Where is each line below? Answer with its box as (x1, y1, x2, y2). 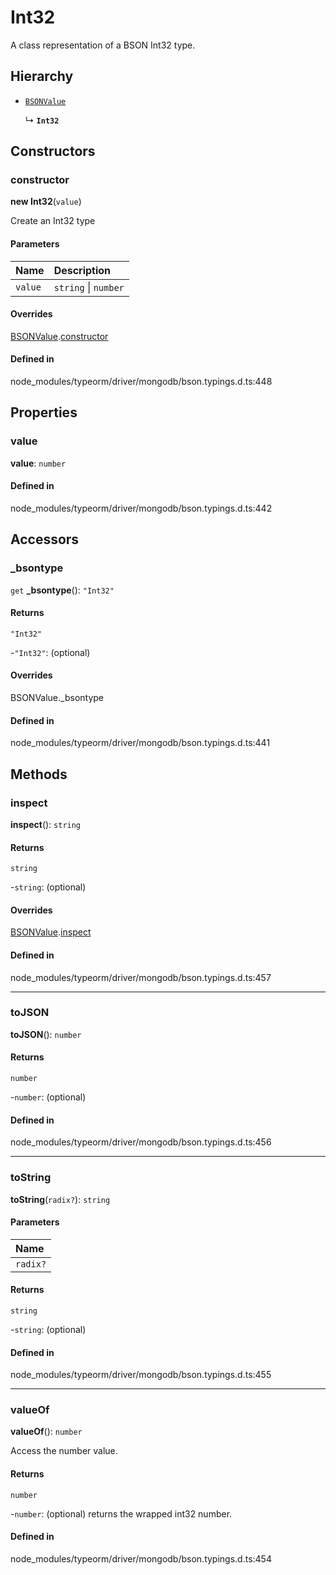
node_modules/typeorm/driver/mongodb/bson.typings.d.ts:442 (10, 502, 273, 514)
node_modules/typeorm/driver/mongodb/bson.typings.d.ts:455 (10, 1369, 272, 1381)
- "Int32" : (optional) (10, 646, 91, 658)
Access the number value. (10, 1445, 118, 1457)
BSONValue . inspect (10, 926, 92, 938)
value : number (10, 457, 67, 469)
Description (53, 263, 112, 277)
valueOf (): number (10, 1426, 83, 1438)
